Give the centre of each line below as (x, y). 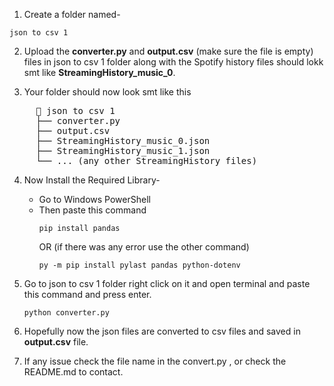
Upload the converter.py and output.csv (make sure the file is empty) (168, 51)
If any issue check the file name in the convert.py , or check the (155, 361)
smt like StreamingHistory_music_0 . (99, 72)
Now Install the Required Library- (92, 180)
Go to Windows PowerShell (94, 199)
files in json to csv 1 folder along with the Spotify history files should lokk (173, 62)
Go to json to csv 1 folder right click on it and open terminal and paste (167, 283)
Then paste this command (92, 210)
